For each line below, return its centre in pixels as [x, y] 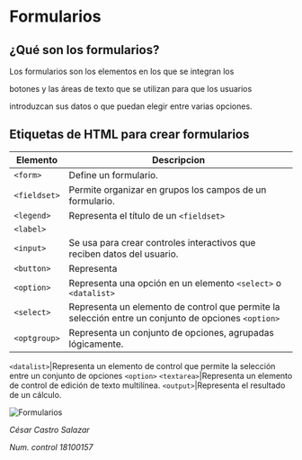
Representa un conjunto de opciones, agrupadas [171, 332]
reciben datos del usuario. [124, 254]
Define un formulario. [114, 175]
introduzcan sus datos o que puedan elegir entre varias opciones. [131, 106]
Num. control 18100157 [51, 446]
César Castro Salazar [49, 429]
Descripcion [178, 159]
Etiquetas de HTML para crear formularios [129, 135]
